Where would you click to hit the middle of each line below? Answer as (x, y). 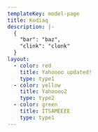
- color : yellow (37, 85)
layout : (19, 59)
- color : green (36, 105)
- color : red (33, 66)
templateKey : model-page (43, 14)
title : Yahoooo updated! (56, 72)
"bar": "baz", (40, 40)
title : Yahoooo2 (44, 91)
